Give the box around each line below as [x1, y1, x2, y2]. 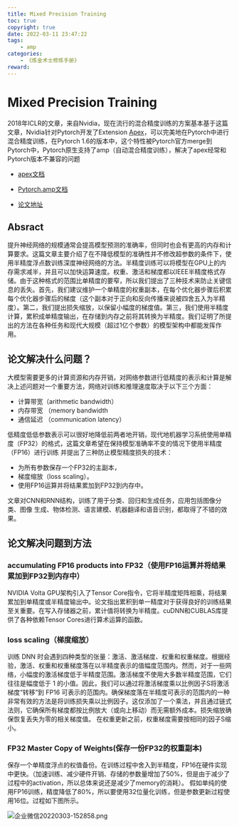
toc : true [7, 17, 37, 24]
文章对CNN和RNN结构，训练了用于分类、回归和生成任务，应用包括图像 [7, 497, 216, 505]
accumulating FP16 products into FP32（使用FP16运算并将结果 [7, 560, 226, 570]
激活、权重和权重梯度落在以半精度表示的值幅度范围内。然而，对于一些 [19, 661, 225, 670]
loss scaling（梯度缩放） [7, 634, 94, 644]
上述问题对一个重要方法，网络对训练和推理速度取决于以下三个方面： [13, 382, 213, 391]
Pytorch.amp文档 [17, 185, 68, 193]
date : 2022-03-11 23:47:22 [7, 30, 87, 38]
